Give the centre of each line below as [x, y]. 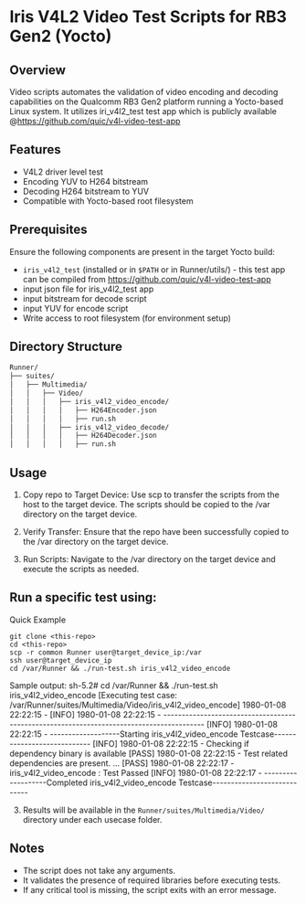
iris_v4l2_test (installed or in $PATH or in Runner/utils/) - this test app [154, 269]
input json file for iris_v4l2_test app [88, 289]
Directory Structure [66, 347]
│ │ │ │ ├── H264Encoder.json [83, 410]
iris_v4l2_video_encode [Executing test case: [94, 695]
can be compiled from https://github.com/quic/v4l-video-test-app [147, 279]
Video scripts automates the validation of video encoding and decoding [144, 92]
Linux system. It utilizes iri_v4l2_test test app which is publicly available [143, 111]
